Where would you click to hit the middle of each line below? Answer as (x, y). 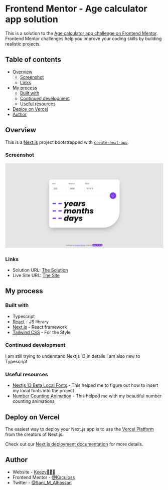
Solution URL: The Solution (40, 270)
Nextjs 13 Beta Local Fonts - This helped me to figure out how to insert (85, 385)
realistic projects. (23, 44)
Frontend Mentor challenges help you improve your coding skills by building (83, 39)
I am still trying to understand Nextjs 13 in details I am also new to (73, 356)
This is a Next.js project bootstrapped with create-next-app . (67, 142)
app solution (32, 19)
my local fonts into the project (43, 391)
